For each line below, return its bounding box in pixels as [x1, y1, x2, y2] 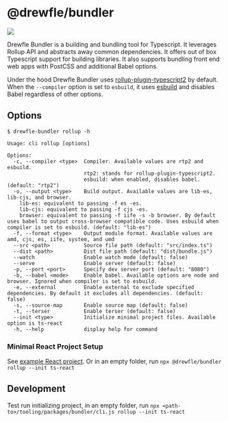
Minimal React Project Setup [7, 341, 103, 351]
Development [7, 383, 66, 395]
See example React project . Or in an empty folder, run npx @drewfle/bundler [7, 358, 222, 366]
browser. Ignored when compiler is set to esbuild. [7, 277, 157, 285]
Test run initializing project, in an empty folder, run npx [7, 401, 160, 409]
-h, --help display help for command [13, 325, 157, 333]
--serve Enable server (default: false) [13, 260, 176, 266]
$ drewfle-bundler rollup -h [7, 128, 90, 135]
